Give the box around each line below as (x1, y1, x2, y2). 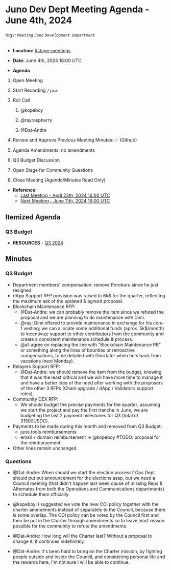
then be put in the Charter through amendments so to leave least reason (12, 518, 165, 524)
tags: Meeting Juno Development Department (5, 32, 95, 38)
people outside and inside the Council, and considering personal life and (12, 554, 165, 560)
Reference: (12, 187, 37, 193)
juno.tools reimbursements (20, 429, 77, 435)
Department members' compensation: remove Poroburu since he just (12, 281, 159, 288)
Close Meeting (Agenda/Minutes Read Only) (12, 177, 106, 183)
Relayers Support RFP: (12, 363, 60, 370)
